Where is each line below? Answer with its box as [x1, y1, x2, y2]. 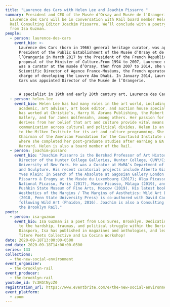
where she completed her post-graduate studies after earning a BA [18, 139, 164, 144]
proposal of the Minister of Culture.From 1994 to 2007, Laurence [18, 59, 162, 64]
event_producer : [5, 271, 39, 276]
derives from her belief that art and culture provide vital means [18, 120, 164, 125]
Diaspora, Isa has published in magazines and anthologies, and [18, 228, 157, 234]
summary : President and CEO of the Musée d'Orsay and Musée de [5, 12, 142, 17]
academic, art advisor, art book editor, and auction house [18, 106, 148, 111]
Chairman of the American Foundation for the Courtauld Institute [18, 134, 162, 139]
